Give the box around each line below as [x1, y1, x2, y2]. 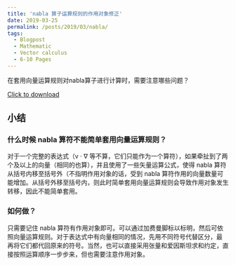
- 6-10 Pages [13, 56, 52, 63]
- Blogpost [13, 36, 46, 43]
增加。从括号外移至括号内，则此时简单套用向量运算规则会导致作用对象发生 [13, 178, 229, 186]
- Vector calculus [13, 50, 68, 57]
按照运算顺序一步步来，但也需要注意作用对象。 [13, 250, 149, 258]
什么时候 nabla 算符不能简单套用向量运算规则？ [7, 135, 167, 144]
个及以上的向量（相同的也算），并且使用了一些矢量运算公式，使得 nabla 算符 [7, 161, 227, 169]
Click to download [7, 90, 60, 98]
